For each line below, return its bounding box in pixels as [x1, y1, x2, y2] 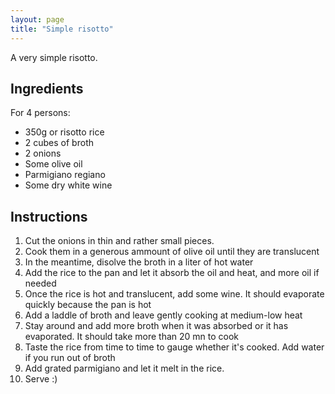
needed [24, 277, 57, 290]
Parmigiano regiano [24, 169, 106, 181]
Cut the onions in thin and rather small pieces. [24, 235, 215, 247]
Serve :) [24, 373, 58, 385]
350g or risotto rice [24, 126, 105, 138]
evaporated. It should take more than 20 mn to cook [24, 331, 240, 343]
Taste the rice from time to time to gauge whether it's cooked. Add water [24, 341, 325, 353]
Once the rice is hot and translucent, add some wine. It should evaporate [24, 288, 325, 300]
